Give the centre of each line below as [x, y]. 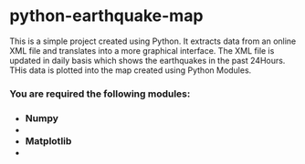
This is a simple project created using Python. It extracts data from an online [153, 41]
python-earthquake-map [106, 16]
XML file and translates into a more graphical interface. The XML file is [142, 50]
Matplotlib [48, 140]
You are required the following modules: [100, 94]
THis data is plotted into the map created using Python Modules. [131, 70]
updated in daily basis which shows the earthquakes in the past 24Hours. [147, 60]
